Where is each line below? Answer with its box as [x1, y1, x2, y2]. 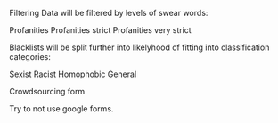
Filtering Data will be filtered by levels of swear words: [9, 8, 208, 18]
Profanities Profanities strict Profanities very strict [9, 25, 192, 35]
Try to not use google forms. [9, 103, 114, 114]
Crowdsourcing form [9, 86, 86, 96]
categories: [9, 52, 51, 61]
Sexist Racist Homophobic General [9, 69, 137, 79]
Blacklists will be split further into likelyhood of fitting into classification [9, 42, 270, 53]
